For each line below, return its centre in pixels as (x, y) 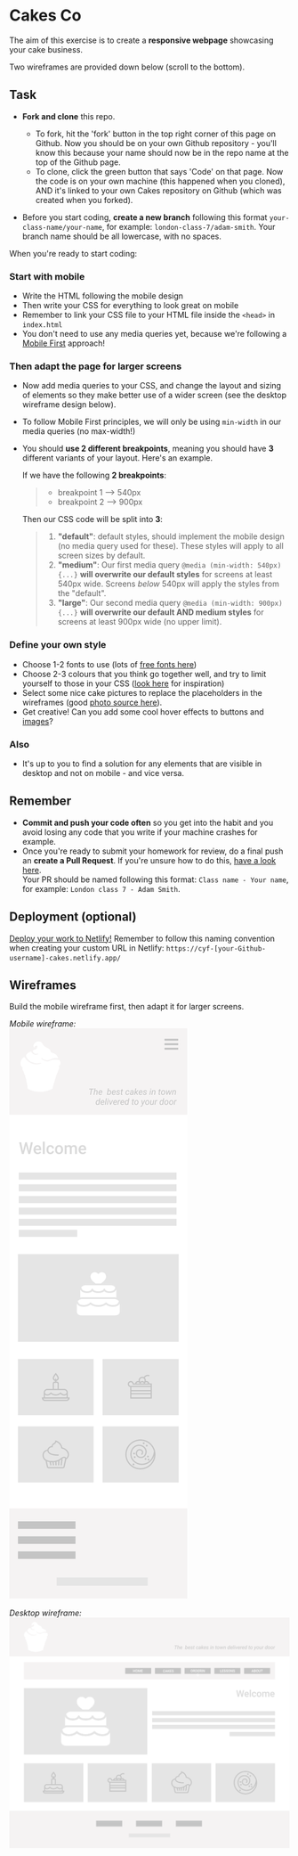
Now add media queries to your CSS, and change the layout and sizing (152, 386)
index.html (42, 325)
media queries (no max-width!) (79, 431)
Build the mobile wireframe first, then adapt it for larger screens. (127, 1007)
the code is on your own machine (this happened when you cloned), (160, 181)
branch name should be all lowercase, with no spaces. (122, 236)
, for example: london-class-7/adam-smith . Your (189, 226)
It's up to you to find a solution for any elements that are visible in (142, 764)
